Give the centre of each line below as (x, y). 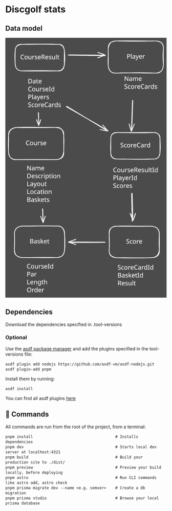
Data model (24, 28)
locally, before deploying (34, 472)
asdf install (19, 389)
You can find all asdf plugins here (40, 398)
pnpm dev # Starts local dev (81, 447)
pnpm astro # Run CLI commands (81, 477)
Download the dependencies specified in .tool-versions (64, 324)
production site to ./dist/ (35, 462)
